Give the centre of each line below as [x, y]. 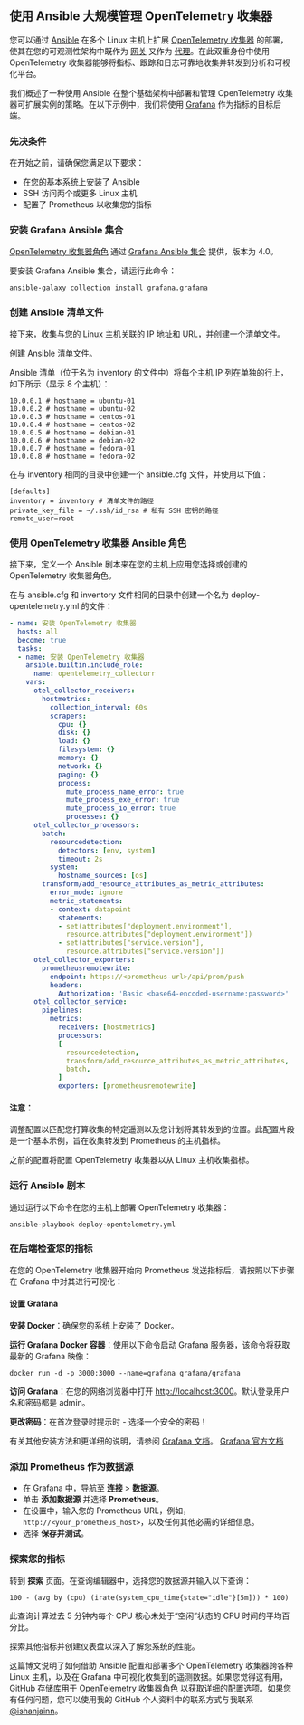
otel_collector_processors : [86, 825]
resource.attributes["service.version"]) [145, 952]
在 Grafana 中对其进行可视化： [66, 1281]
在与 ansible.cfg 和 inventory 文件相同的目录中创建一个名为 [119, 595]
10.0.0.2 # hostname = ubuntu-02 [72, 409]
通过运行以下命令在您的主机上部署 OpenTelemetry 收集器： [119, 1207]
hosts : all [38, 632]
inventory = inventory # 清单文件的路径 [82, 500]
